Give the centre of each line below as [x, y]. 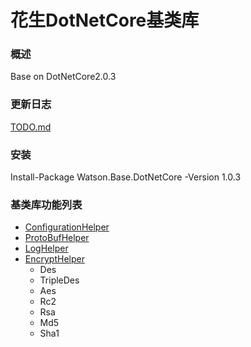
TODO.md [31, 127]
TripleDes [59, 280]
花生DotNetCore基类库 [105, 20]
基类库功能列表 [46, 204]
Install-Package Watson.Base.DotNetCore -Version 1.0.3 [126, 177]
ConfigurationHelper [67, 227]
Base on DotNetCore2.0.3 [63, 77]
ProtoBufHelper [57, 238]
